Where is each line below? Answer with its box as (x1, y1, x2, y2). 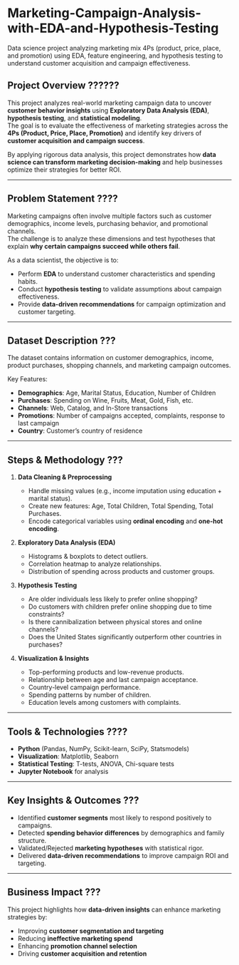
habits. (17, 277, 38, 286)
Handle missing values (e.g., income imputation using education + (28, 487, 223, 495)
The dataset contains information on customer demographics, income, (7, 354, 214, 362)
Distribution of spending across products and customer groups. (28, 567, 215, 576)
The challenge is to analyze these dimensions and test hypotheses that (7, 234, 216, 243)
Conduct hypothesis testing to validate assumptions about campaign (17, 284, 222, 293)
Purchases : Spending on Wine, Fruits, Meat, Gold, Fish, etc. (17, 396, 193, 405)
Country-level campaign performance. (28, 683, 141, 692)
